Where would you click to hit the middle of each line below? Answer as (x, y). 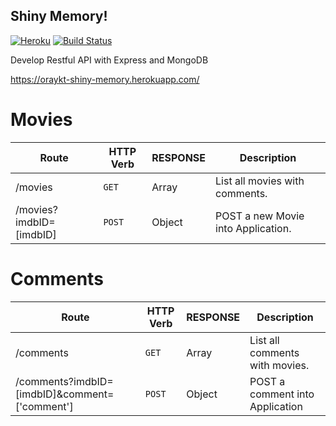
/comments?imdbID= (64, 381)
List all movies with (260, 181)
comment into (282, 394)
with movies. (279, 365)
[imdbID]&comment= (65, 394)
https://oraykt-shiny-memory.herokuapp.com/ (105, 79)
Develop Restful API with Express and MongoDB (109, 60)
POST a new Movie (260, 216)
